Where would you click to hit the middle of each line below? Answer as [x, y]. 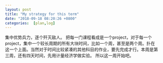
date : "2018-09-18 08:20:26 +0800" [41, 18]
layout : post [18, 9]
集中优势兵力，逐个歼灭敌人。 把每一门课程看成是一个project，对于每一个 [79, 37]
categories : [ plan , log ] [30, 23]
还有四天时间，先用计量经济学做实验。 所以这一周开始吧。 [76, 56]
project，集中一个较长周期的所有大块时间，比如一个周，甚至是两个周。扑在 [80, 44]
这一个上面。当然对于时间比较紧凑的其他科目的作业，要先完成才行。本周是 [79, 49]
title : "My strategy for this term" [42, 14]
